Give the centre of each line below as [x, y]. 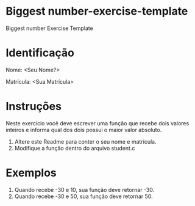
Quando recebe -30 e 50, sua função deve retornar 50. [83, 196]
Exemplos [31, 173]
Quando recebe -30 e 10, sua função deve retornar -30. [84, 189]
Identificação [40, 53]
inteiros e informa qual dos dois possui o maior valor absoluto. [84, 130]
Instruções [34, 107]
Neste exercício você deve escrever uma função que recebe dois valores [97, 123]
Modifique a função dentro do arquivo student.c [75, 148]
